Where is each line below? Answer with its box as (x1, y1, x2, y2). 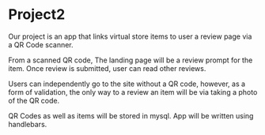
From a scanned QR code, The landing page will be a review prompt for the (8, 55, 253, 65)
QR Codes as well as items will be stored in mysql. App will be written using (8, 111, 254, 120)
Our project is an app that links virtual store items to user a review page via (8, 32, 252, 41)
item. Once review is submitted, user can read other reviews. (8, 63, 206, 73)
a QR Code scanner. (8, 39, 74, 49)
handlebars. (8, 119, 47, 129)
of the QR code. (8, 96, 60, 105)
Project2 (8, 6, 66, 24)
